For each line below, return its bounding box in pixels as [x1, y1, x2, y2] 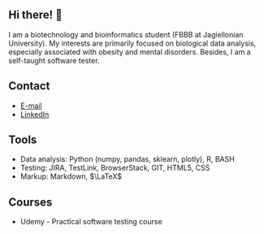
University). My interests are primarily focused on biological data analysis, [8, 38, 257, 48]
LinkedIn [19, 109, 50, 119]
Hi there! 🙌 [8, 8, 63, 22]
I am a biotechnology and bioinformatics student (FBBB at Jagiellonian [8, 29, 244, 39]
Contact [8, 79, 50, 93]
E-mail [19, 101, 42, 110]
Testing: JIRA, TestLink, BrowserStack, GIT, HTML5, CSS [19, 163, 210, 173]
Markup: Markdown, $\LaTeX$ [19, 171, 123, 181]
